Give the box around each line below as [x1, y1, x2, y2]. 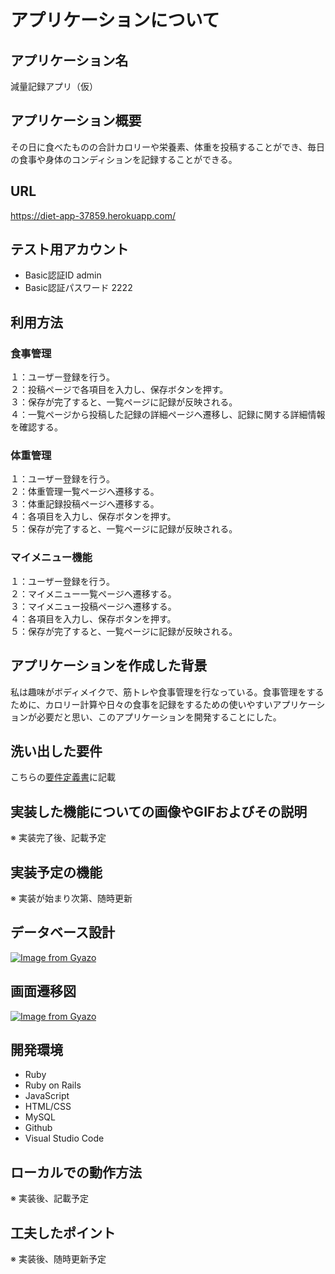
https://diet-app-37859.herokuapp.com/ [10, 209, 176, 221]
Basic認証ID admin [24, 269, 102, 281]
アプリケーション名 [10, 52, 129, 69]
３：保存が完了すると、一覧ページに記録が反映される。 [10, 396, 238, 408]
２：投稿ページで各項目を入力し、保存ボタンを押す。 [10, 384, 229, 396]
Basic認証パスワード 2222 [24, 282, 133, 294]
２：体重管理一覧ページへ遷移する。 [10, 486, 160, 498]
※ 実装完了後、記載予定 [10, 832, 107, 844]
